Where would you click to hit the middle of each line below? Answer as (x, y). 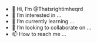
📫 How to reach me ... (39, 34)
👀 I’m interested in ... (36, 15)
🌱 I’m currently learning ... (43, 21)
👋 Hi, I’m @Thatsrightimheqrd (47, 9)
